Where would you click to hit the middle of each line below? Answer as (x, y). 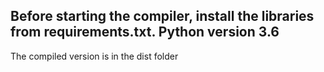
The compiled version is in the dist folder (94, 56)
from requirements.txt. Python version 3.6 (145, 32)
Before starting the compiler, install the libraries (162, 16)
